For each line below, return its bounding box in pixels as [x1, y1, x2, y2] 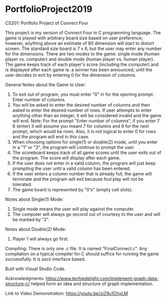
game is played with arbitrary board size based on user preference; [5, 35, 143, 41]
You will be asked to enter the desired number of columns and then [12, 102, 150, 108]
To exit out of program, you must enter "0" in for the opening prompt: [12, 91, 154, 97]
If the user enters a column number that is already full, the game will [12, 170, 152, 176]
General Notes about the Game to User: [5, 81, 86, 88]
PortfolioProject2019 [5, 3, 93, 15]
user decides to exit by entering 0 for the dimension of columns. [5, 72, 137, 78]
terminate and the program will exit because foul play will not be [12, 176, 144, 182]
